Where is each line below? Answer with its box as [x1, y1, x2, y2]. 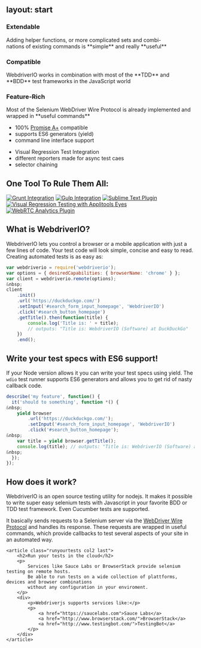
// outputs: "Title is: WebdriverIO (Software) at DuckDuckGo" [28, 325, 188, 331]
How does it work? [6, 477, 77, 487]
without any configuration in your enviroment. [28, 585, 148, 591]
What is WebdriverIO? [6, 224, 90, 235]
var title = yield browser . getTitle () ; [17, 438, 117, 444]
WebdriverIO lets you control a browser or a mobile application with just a [6, 240, 187, 247]
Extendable [6, 23, 40, 31]
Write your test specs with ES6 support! [6, 353, 159, 364]
